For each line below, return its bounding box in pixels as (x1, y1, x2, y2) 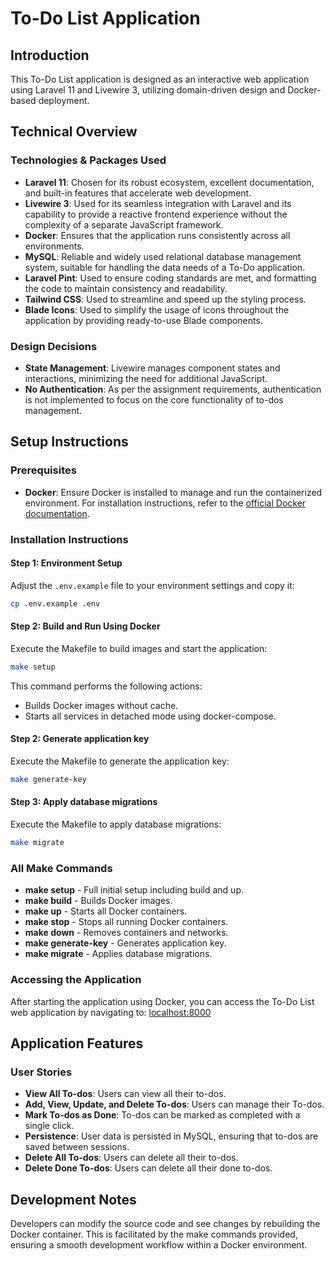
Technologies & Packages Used (10, 153, 167, 167)
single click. (24, 1120, 75, 1132)
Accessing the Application (10, 973, 142, 987)
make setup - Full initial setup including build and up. (24, 884, 245, 896)
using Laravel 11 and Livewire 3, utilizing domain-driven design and (10, 84, 286, 96)
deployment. (38, 95, 90, 106)
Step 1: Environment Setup (10, 557, 123, 569)
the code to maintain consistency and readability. (24, 282, 228, 294)
